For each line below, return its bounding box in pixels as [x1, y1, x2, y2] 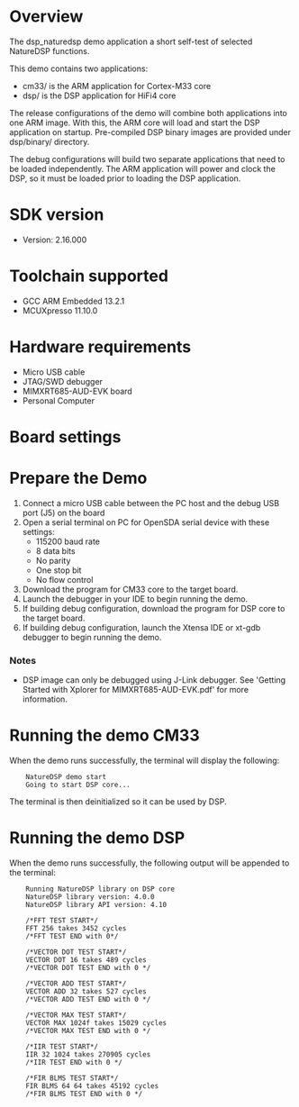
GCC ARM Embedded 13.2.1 [22, 295, 125, 306]
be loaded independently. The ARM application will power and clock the [9, 163, 276, 174]
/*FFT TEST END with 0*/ [25, 932, 119, 941]
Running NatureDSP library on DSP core [25, 885, 176, 894]
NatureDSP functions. [9, 45, 90, 56]
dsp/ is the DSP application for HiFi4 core [22, 90, 177, 101]
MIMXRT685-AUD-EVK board [22, 386, 132, 396]
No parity [35, 555, 71, 566]
